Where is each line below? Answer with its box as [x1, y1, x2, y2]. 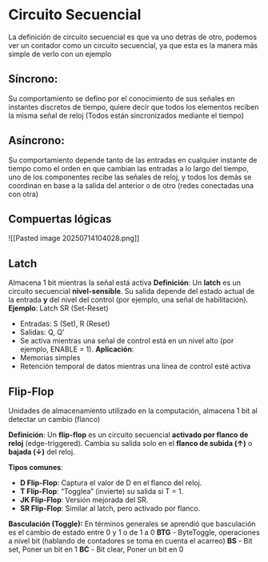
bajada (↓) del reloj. [8, 447, 75, 456]
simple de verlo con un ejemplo [8, 49, 112, 58]
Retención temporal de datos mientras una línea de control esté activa [19, 362, 251, 371]
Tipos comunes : [8, 463, 63, 472]
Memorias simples [19, 353, 81, 363]
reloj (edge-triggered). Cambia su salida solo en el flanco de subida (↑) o [8, 439, 253, 448]
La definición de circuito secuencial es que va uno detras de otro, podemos [8, 32, 258, 42]
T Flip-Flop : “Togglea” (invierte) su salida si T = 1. [19, 487, 184, 496]
